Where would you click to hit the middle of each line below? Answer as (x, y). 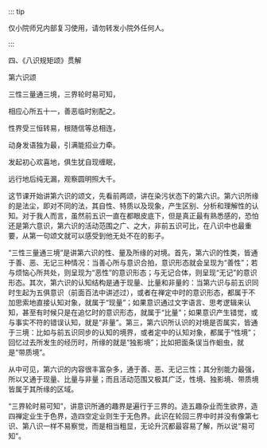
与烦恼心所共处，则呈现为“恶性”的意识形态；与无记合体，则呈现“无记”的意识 (133, 273)
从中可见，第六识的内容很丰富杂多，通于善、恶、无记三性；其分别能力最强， (133, 369)
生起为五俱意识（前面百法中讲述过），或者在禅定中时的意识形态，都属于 (132, 293)
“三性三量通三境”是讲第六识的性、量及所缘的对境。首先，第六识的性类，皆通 (133, 253)
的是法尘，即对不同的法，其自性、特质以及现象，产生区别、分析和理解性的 (130, 206)
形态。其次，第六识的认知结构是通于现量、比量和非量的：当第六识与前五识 (130, 283)
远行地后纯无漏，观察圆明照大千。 (64, 179)
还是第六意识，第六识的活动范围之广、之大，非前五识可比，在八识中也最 (126, 226)
